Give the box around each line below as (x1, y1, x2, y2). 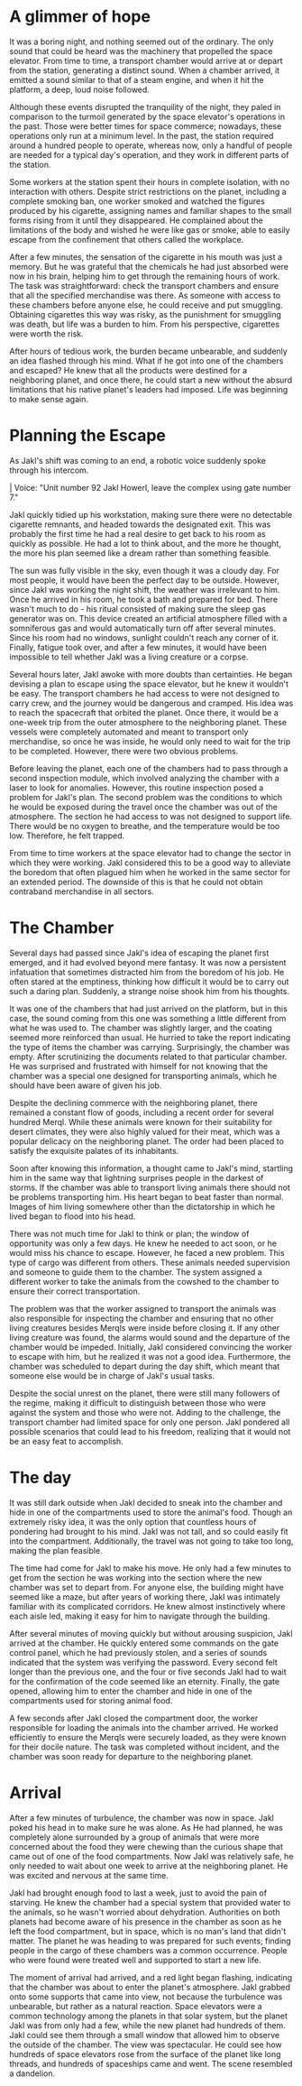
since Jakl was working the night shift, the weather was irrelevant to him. (9, 584, 280, 595)
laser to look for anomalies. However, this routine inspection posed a (9, 782, 264, 793)
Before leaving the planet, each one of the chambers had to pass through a (9, 762, 288, 773)
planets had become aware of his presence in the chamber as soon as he (9, 1915, 282, 1927)
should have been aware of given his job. (9, 1080, 162, 1091)
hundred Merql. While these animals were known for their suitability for (9, 1116, 273, 1127)
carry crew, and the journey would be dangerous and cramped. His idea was (9, 697, 294, 708)
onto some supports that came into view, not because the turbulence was (9, 1991, 283, 2002)
